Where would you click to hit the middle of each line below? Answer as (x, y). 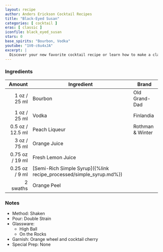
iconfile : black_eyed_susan (33, 32)
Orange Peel (47, 185)
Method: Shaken (28, 213)
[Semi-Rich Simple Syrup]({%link (71, 168)
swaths (20, 188)
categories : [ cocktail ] (31, 23)
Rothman (143, 126)
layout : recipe (20, 9)
